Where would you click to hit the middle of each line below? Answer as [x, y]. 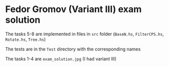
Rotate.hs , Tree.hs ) [26, 39]
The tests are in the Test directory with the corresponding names [73, 49]
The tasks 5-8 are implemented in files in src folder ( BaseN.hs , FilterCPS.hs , [85, 34]
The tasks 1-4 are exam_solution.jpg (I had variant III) [61, 58]
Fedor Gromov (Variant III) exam [73, 9]
